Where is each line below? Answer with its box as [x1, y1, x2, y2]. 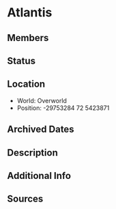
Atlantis [7, 5, 53, 20]
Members [7, 32, 49, 44]
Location [7, 79, 46, 90]
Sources [7, 193, 44, 205]
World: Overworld [16, 96, 67, 104]
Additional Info [7, 169, 72, 182]
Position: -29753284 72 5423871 [16, 104, 110, 112]
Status [7, 55, 36, 66]
